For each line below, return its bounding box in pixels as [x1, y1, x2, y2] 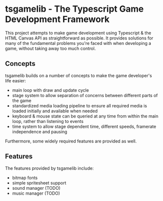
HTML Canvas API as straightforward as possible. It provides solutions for [5, 35, 154, 41]
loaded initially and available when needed [12, 108, 98, 114]
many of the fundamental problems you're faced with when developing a [5, 40, 151, 46]
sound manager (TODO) [12, 185, 61, 191]
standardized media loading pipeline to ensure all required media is [12, 102, 147, 108]
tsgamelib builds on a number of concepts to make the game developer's [5, 72, 152, 79]
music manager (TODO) [12, 190, 60, 196]
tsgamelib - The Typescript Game [5, 3, 144, 15]
